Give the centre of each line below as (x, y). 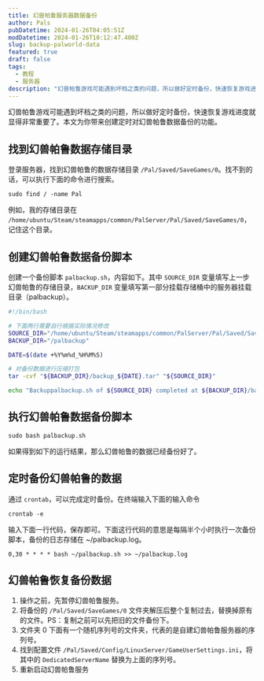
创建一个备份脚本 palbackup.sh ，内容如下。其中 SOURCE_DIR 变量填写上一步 (129, 277)
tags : (17, 67)
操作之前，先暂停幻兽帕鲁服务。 (71, 601)
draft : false (29, 60)
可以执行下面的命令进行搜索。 (70, 180)
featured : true (33, 52)
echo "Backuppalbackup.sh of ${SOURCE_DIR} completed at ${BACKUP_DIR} (128, 390)
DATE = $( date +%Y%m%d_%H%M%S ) (56, 355)
